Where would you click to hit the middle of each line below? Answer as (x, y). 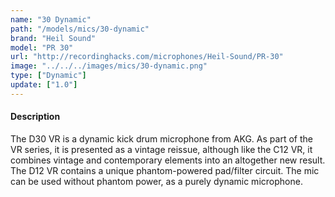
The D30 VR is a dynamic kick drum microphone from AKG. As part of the (161, 138)
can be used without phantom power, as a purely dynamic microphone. (156, 181)
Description (35, 117)
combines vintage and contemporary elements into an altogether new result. (168, 160)
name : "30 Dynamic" (51, 19)
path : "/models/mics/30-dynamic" (80, 29)
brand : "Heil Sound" (53, 38)
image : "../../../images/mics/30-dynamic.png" (109, 66)
